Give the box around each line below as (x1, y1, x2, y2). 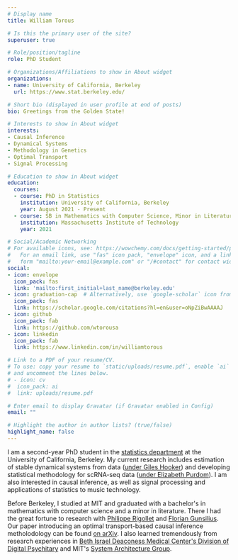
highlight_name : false (7, 428, 74, 436)
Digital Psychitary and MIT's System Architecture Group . (7, 544, 172, 553)
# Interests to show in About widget (7, 121, 119, 128)
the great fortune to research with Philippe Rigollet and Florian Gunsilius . (7, 514, 219, 522)
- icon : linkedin (7, 330, 59, 337)
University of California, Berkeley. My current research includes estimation (7, 455, 225, 464)
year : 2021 (20, 225, 52, 233)
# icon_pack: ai (7, 383, 59, 390)
